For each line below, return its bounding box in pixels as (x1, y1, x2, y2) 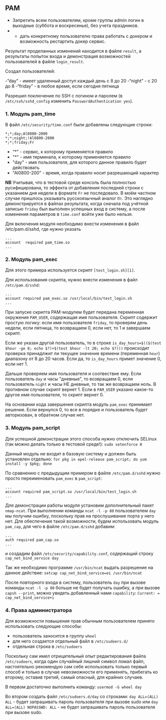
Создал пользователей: (5, 68, 56, 74)
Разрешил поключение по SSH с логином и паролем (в (5, 92, 123, 98)
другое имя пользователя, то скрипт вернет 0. (5, 392, 104, 398)
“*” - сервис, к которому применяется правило (12, 149, 113, 155)
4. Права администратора (5, 607, 72, 614)
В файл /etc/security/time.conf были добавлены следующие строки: (5, 122, 153, 128)
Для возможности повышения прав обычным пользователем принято (5, 618, 155, 624)
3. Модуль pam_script (5, 425, 61, 432)
